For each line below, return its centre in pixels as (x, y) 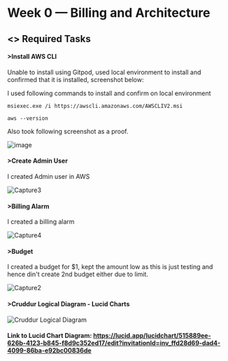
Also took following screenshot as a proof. (68, 131)
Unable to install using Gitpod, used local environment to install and (104, 72)
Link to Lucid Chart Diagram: (50, 336)
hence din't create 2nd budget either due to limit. (78, 274)
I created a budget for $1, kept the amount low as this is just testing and (110, 267)
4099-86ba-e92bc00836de (50, 350)
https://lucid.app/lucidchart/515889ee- (152, 336)
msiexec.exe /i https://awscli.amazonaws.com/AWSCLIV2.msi (95, 106)
